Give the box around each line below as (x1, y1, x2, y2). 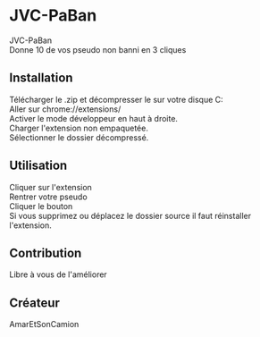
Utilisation (9, 158, 68, 173)
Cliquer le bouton (9, 200, 73, 211)
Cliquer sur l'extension (9, 181, 92, 192)
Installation (9, 71, 73, 86)
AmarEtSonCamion (9, 319, 80, 330)
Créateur (9, 295, 61, 310)
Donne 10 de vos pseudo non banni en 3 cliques (9, 44, 187, 55)
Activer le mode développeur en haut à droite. (9, 113, 179, 123)
